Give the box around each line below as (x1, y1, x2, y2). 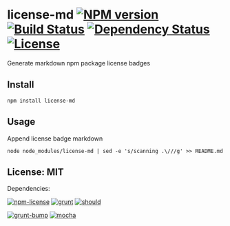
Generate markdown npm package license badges (7, 59, 150, 67)
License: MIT (7, 166, 64, 178)
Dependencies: (7, 185, 50, 193)
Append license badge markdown (7, 134, 103, 143)
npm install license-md (7, 97, 76, 104)
